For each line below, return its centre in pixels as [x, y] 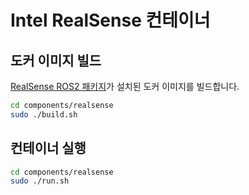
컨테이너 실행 [48, 148]
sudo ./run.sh [40, 181]
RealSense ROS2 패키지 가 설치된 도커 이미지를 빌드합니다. [125, 86]
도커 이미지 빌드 [56, 60]
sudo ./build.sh [44, 114]
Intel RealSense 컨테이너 [110, 20]
